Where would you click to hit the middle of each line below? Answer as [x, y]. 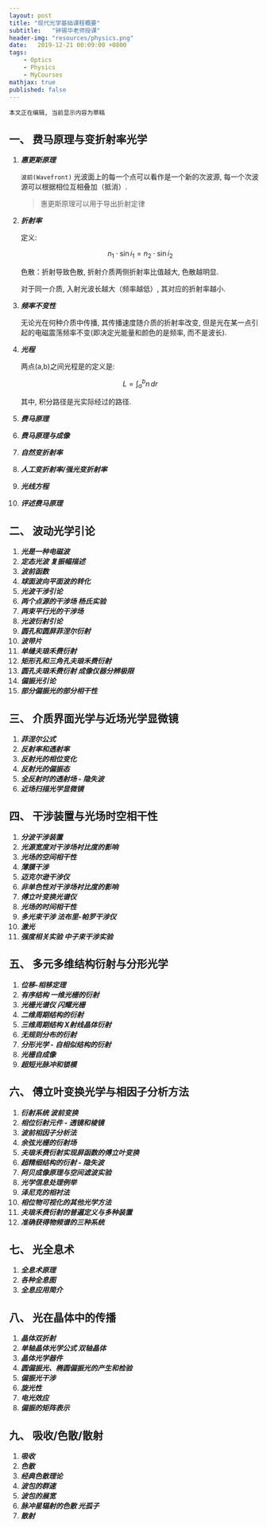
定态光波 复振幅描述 [53, 561]
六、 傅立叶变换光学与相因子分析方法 [99, 1092]
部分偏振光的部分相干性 [59, 691]
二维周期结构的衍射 [52, 1014]
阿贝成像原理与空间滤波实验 [66, 1172]
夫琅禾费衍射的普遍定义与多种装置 [76, 1212]
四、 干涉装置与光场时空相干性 [83, 816]
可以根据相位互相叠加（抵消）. [77, 187]
